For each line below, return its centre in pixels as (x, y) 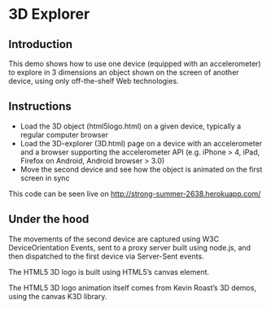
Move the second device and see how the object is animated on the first (141, 169)
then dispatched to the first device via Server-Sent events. (107, 256)
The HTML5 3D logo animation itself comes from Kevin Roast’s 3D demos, (132, 287)
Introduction (41, 44)
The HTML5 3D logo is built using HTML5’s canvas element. (109, 272)
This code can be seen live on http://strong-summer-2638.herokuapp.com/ (135, 194)
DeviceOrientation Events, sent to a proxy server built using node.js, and (129, 247)
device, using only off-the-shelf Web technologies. (94, 81)
